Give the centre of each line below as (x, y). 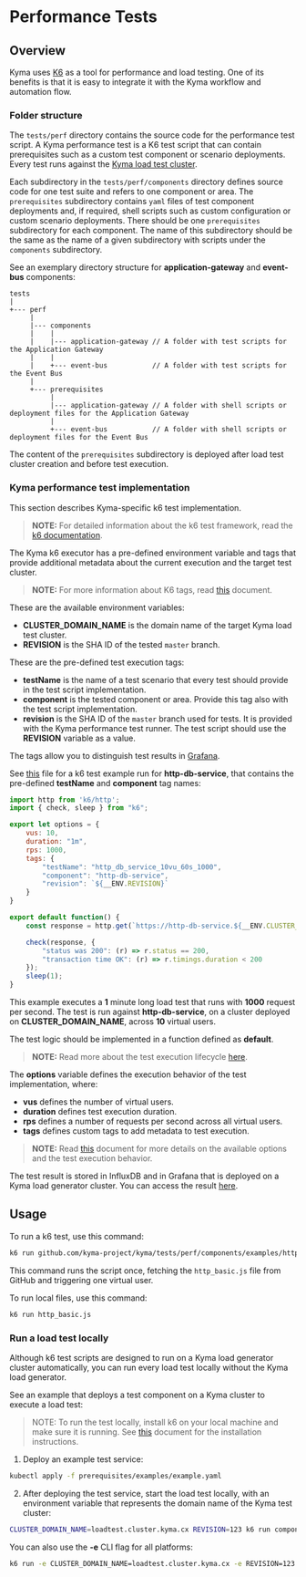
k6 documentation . (67, 534)
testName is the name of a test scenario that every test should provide (155, 680)
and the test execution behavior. (92, 1158)
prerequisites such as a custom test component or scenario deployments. (148, 155)
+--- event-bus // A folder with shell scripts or (168, 430)
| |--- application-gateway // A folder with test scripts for (158, 342)
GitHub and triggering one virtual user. (82, 1280)
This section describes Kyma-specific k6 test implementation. (125, 507)
